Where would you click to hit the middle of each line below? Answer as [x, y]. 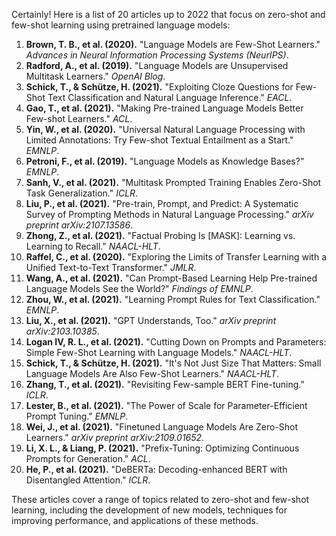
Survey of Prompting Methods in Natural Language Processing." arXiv [169, 214]
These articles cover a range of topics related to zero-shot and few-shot [160, 499]
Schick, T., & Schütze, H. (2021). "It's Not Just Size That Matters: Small [173, 363]
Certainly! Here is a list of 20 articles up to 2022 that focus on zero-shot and [168, 14]
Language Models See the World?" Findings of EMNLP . [139, 288]
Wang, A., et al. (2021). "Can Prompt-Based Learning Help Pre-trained [171, 278]
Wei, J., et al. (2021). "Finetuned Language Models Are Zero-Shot [162, 427]
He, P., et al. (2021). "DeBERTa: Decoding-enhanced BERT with [156, 469]
